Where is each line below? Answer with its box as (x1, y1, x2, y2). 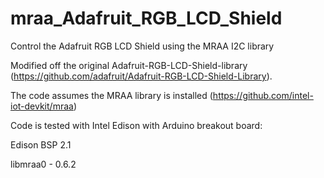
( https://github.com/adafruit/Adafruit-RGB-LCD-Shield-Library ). (10, 70, 273, 82)
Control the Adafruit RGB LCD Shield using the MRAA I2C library (10, 40, 275, 52)
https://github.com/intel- (212, 89, 314, 101)
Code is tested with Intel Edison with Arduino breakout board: (10, 119, 263, 131)
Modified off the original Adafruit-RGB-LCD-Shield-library (10, 59, 248, 71)
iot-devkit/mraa (10, 100, 74, 112)
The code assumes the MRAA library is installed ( (10, 89, 213, 101)
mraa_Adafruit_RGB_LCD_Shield (10, 7, 283, 30)
